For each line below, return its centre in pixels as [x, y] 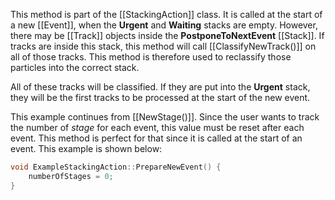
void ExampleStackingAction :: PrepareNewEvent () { [116, 167]
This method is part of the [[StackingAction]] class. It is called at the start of [166, 14]
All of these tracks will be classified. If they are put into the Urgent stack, [160, 87]
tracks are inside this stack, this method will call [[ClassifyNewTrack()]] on [163, 46]
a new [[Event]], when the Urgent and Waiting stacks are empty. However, [164, 25]
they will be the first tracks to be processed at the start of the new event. [160, 97]
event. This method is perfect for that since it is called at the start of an [156, 138]
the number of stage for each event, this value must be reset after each [157, 127]
